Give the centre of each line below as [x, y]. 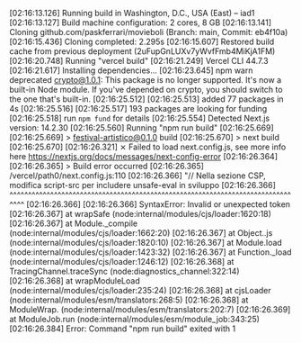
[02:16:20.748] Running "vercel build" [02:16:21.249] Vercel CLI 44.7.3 [139, 61]
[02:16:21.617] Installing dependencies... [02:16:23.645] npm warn [131, 70]
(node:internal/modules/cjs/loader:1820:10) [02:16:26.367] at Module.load [146, 243]
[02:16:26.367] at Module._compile [74, 223]
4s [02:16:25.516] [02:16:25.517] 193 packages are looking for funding [138, 108]
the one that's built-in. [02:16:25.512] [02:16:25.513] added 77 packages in [147, 99]
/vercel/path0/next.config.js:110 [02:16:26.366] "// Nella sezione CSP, [138, 176]
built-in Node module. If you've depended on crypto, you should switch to [146, 90]
